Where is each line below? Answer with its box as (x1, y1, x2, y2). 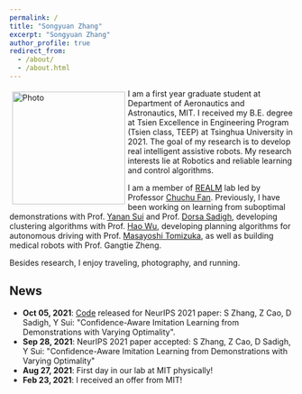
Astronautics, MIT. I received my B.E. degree (127, 107, 293, 118)
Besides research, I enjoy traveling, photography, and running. (9, 257, 241, 268)
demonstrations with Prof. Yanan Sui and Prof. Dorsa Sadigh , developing (9, 211, 278, 222)
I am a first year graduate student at (127, 87, 261, 99)
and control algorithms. (127, 164, 215, 176)
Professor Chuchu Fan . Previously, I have (127, 191, 281, 203)
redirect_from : (9, 47, 67, 56)
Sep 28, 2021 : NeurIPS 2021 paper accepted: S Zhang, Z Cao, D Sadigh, (22, 335, 291, 347)
